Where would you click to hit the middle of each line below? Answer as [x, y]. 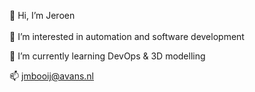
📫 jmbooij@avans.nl [52, 76]
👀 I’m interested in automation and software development [127, 36]
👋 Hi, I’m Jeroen [42, 15]
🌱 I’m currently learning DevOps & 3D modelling [107, 56]
